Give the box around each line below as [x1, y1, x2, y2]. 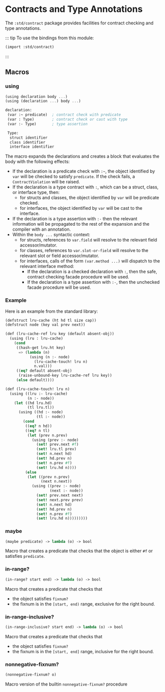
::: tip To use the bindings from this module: [5, 35, 94, 41]
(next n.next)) [40, 479, 72, 484]
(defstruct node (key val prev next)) [5, 322, 85, 328]
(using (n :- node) [29, 354, 70, 359]
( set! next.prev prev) [36, 497, 83, 503]
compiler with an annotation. [12, 226, 71, 232]
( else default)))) [16, 378, 55, 383]
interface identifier [9, 144, 55, 150]
